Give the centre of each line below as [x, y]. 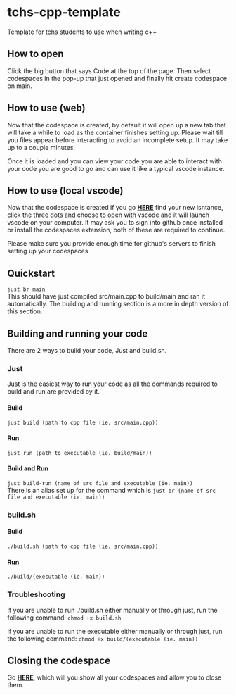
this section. [25, 311]
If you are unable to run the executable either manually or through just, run [115, 631]
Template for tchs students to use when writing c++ [82, 32]
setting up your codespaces [48, 251]
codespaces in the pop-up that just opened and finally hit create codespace [117, 78]
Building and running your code [78, 333]
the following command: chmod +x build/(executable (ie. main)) [103, 639]
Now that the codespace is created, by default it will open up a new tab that [117, 125]
